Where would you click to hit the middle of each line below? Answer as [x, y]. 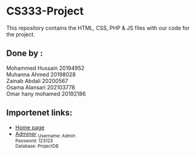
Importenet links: [39, 113]
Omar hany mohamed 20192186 [46, 94]
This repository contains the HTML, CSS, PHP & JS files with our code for [98, 28]
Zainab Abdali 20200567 [37, 81]
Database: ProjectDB [37, 147]
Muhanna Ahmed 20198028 [41, 74]
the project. [21, 34]
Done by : [25, 54]
